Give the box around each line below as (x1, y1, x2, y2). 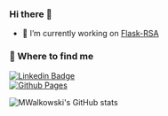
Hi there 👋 (9, 8, 53, 20)
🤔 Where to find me (9, 50, 94, 63)
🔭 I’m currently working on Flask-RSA (21, 28, 159, 39)
